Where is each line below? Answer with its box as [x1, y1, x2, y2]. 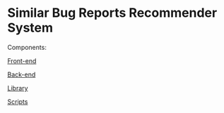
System [7, 20, 54, 36]
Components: [7, 43, 47, 51]
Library [7, 84, 28, 92]
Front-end [7, 56, 37, 65]
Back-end [7, 70, 36, 79]
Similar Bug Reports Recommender [7, 5, 218, 21]
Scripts [7, 97, 28, 106]
